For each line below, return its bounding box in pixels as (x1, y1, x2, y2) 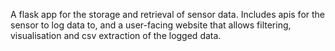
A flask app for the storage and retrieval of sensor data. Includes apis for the (10, 9, 326, 20)
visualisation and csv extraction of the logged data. (10, 30, 222, 41)
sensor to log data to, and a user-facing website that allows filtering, (10, 19, 292, 31)
